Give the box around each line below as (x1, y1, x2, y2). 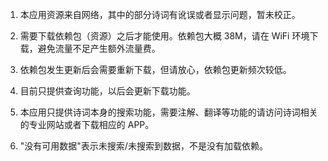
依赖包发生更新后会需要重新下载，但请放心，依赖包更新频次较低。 (19, 64, 292, 75)
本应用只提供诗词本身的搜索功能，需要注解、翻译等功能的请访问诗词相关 (19, 106, 318, 118)
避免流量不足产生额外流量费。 (37, 43, 161, 54)
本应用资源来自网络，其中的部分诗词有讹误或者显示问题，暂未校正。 (19, 9, 301, 20)
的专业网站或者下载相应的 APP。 (19, 119, 155, 130)
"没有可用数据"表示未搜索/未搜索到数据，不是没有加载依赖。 (19, 140, 268, 152)
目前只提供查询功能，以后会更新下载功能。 (19, 85, 196, 97)
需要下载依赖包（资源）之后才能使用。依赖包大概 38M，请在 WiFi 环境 (19, 30, 310, 42)
